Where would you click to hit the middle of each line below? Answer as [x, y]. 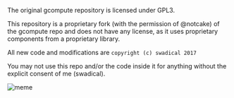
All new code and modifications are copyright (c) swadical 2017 [102, 53]
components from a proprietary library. [64, 39]
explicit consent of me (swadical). [56, 74]
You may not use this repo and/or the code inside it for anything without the [117, 66]
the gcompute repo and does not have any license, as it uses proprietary [113, 31]
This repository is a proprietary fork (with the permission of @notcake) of [113, 24]
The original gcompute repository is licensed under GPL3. [91, 10]
